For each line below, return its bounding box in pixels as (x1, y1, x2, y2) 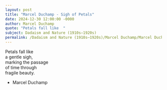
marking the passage (5, 59, 49, 65)
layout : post (5, 7, 32, 12)
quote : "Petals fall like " (5, 26, 66, 31)
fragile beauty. (5, 70, 35, 76)
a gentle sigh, (5, 54, 33, 60)
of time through (5, 64, 37, 70)
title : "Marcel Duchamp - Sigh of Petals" (5, 12, 94, 17)
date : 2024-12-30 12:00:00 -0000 (5, 16, 75, 21)
